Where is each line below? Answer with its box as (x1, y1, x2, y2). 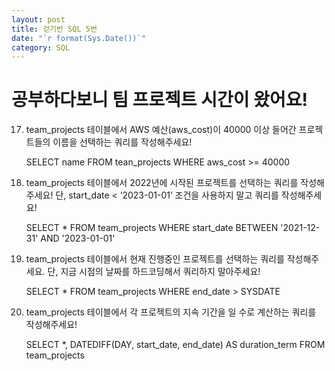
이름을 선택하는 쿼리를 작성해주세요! (52, 136, 193, 148)
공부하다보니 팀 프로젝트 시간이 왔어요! (11, 89, 308, 111)
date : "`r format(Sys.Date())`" (11, 33, 146, 43)
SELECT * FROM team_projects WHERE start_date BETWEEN (25, 222, 279, 234)
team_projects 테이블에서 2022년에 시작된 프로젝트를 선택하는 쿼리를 (25, 177, 299, 189)
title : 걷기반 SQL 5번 (11, 24, 98, 34)
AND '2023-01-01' (40, 232, 116, 245)
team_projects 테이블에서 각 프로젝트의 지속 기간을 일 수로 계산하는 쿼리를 (25, 306, 317, 318)
